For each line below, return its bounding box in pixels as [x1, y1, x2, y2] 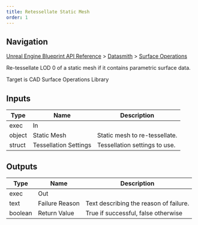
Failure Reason [38, 199, 80, 208]
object [9, 131, 27, 140]
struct [9, 141, 26, 149]
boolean [9, 209, 32, 217]
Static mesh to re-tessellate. [97, 131, 178, 140]
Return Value [38, 209, 74, 217]
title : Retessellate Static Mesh [6, 8, 90, 15]
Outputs [6, 161, 38, 171]
